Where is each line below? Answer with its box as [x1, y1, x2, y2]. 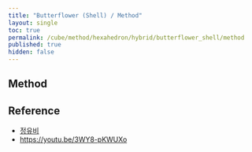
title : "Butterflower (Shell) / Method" [8, 11, 143, 20]
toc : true [8, 26, 41, 34]
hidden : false [8, 48, 55, 56]
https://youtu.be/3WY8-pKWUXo [19, 135, 128, 144]
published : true [8, 41, 61, 49]
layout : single [8, 19, 58, 27]
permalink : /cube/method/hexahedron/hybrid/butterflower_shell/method [8, 33, 245, 42]
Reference [8, 104, 61, 117]
